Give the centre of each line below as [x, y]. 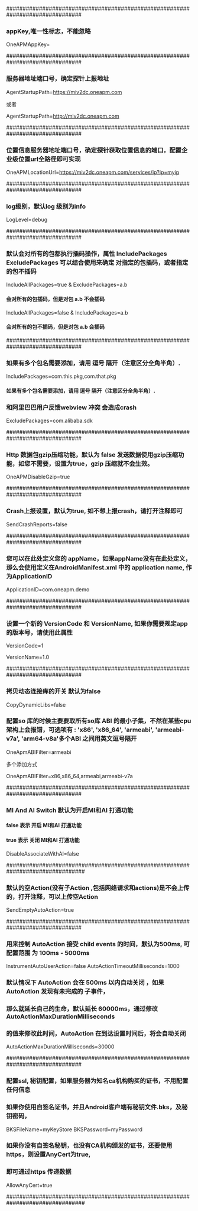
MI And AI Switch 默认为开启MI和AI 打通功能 [70, 810]
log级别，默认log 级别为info [46, 206]
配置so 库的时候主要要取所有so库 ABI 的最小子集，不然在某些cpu [99, 721]
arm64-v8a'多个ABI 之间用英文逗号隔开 [80, 739]
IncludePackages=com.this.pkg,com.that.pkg [61, 376]
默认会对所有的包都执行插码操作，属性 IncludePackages [87, 254]
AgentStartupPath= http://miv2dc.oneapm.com [63, 116]
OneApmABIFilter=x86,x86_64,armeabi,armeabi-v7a [69, 776]
